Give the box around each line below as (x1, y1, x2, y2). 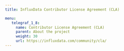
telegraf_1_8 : (11, 20, 40, 25)
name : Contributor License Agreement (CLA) (15, 25, 105, 30)
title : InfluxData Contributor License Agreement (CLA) (5, 7, 120, 12)
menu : (5, 16, 16, 21)
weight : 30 (15, 34, 38, 39)
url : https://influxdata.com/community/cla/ (15, 38, 107, 44)
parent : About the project (15, 30, 70, 34)
